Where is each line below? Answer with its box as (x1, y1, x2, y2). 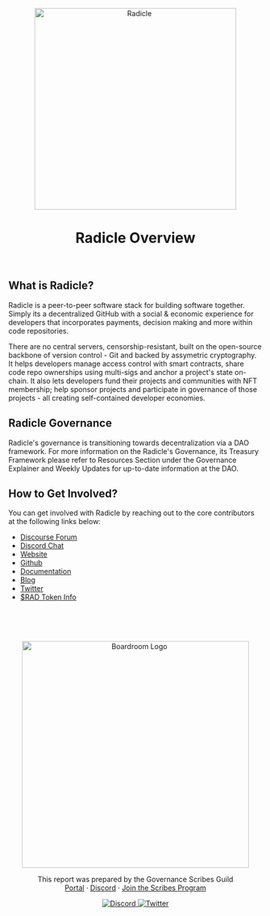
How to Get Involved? (8, 486, 118, 500)
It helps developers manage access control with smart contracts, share (8, 359, 244, 368)
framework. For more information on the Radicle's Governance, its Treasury (8, 446, 260, 456)
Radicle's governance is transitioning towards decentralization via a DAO (8, 438, 250, 448)
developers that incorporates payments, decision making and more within (8, 317, 253, 327)
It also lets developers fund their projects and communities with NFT (30, 376, 258, 385)
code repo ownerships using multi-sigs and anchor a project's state (8, 367, 234, 377)
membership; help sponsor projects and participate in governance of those (8, 384, 258, 394)
